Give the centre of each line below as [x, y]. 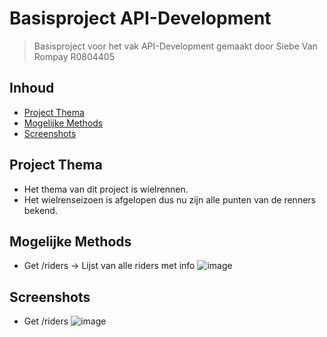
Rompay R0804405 [74, 56]
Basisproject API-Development [140, 18]
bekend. [40, 210]
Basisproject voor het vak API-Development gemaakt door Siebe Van [175, 46]
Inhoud [32, 88]
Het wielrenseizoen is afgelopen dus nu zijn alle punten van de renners [169, 199]
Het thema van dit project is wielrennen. [106, 189]
